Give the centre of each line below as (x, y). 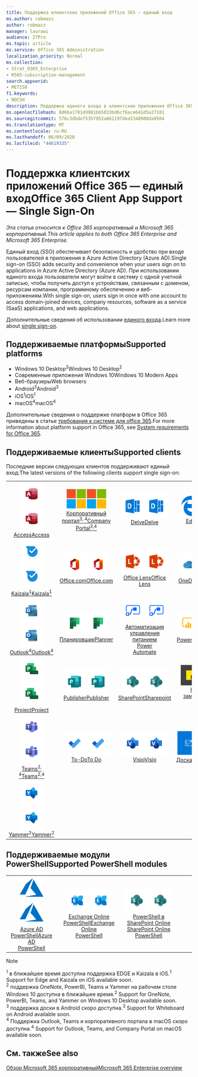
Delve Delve (145, 522)
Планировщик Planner (86, 639)
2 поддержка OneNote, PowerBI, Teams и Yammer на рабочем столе (91, 987)
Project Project (32, 710)
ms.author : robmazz (30, 19)
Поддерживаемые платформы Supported (86, 345)
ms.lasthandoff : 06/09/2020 (41, 137)
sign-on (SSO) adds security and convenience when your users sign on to (96, 264)
